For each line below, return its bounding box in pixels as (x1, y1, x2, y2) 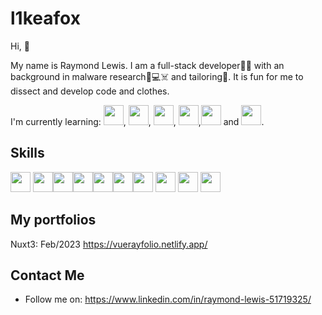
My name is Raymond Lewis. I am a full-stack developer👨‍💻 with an (10, 59, 285, 71)
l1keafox (10, 7, 81, 30)
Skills (10, 145, 45, 162)
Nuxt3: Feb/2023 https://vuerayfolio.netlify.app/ (10, 238, 208, 250)
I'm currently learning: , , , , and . (10, 115, 265, 127)
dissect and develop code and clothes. (10, 85, 170, 97)
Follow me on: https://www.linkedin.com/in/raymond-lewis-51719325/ (24, 293, 312, 306)
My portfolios (10, 212, 97, 229)
